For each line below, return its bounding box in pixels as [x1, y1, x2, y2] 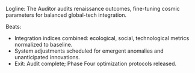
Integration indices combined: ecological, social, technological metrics [14, 35, 190, 41]
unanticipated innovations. [14, 54, 81, 60]
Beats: [5, 23, 22, 30]
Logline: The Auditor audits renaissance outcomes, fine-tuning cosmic [5, 5, 180, 12]
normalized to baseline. [14, 41, 73, 48]
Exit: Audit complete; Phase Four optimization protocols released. [14, 60, 177, 67]
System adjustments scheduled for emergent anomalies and [14, 47, 164, 54]
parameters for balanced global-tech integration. [5, 11, 127, 19]
